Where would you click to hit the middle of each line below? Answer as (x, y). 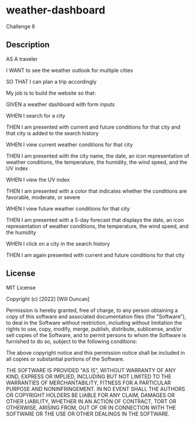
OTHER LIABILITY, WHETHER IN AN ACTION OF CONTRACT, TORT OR (91, 401)
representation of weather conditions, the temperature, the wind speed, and (97, 226)
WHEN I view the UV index (38, 180)
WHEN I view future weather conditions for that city (68, 208)
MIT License (21, 287)
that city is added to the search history (53, 133)
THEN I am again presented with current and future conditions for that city (95, 255)
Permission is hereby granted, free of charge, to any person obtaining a (92, 310)
